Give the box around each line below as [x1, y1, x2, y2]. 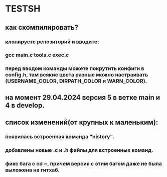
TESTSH [5, 3, 41, 15]
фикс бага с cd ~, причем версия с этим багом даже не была [5, 160, 162, 167]
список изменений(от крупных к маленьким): [5, 118, 158, 127]
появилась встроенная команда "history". [5, 133, 114, 140]
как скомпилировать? [5, 23, 79, 32]
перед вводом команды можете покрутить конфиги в [5, 65, 144, 72]
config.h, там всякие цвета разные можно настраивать [5, 71, 148, 78]
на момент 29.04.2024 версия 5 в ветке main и [5, 93, 160, 102]
